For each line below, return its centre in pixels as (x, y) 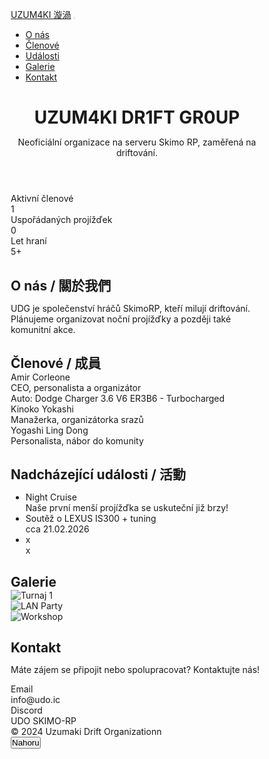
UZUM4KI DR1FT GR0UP (137, 117)
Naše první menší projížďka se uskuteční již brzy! (127, 508)
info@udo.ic (35, 700)
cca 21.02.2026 (57, 529)
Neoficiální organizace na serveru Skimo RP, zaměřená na (137, 142)
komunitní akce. (43, 329)
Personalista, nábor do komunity (77, 440)
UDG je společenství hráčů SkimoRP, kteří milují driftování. (130, 308)
